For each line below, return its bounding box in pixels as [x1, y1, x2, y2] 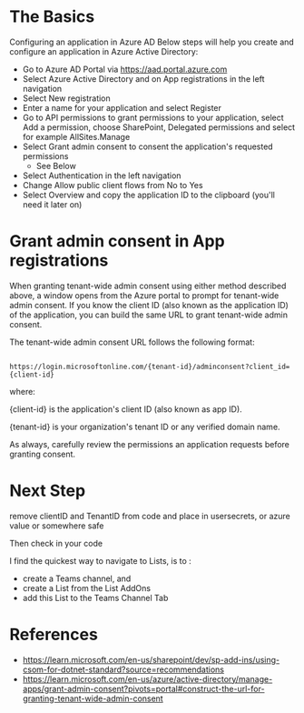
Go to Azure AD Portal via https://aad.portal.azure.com [22, 64, 228, 75]
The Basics [9, 6, 95, 27]
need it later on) [22, 198, 83, 210]
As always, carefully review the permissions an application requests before [9, 438, 290, 449]
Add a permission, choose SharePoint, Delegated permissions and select [22, 121, 296, 133]
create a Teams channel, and [22, 573, 132, 584]
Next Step [9, 480, 86, 501]
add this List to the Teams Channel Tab [22, 592, 169, 603]
